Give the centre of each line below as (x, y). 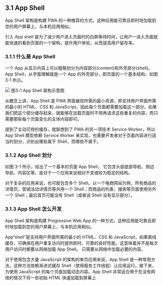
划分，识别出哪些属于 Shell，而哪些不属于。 (57, 142)
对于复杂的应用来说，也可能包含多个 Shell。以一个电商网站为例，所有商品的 (81, 183)
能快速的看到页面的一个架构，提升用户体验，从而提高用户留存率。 (71, 43)
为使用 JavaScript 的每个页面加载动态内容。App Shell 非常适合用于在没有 (78, 271)
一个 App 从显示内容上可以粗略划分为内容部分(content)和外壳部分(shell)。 (79, 68)
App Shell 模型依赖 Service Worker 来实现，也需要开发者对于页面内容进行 (79, 135)
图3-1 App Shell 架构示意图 (38, 91)
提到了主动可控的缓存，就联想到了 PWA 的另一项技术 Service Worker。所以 (80, 129)
